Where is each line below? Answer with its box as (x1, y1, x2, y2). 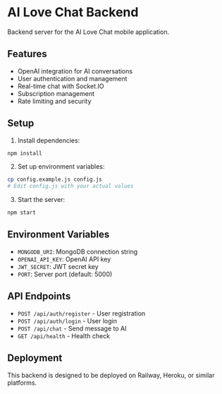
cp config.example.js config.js (7, 176, 102, 184)
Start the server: (17, 196, 66, 204)
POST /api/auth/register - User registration (17, 309, 146, 318)
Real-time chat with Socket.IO (17, 82, 104, 90)
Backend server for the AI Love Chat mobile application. (7, 28, 170, 36)
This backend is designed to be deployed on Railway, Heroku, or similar (7, 371, 215, 379)
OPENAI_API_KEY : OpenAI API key (17, 255, 111, 263)
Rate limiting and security (17, 97, 92, 105)
